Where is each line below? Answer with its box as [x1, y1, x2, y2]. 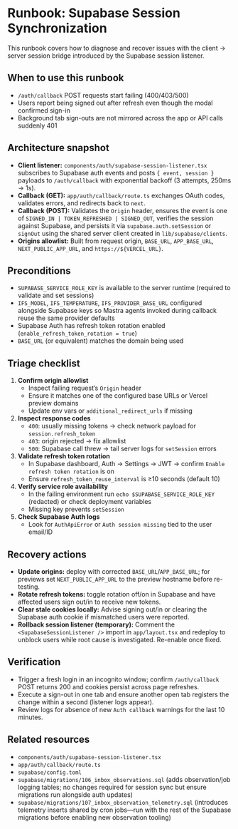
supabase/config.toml [17, 768, 82, 776]
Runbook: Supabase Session [7, 5, 181, 21]
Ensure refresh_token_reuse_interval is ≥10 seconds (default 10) [28, 475, 220, 483]
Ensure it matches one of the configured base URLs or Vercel [28, 391, 208, 400]
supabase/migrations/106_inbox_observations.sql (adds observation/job [17, 775, 231, 783]
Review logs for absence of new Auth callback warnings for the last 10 [17, 705, 225, 714]
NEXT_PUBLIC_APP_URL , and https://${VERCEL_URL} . [17, 244, 163, 252]
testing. [17, 582, 40, 591]
